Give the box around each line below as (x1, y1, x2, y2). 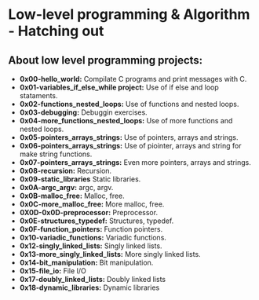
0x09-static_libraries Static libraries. (19, 174, 141, 184)
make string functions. (19, 149, 93, 159)
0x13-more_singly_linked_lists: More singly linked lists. (19, 250, 202, 258)
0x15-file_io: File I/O (19, 266, 86, 276)
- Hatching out (8, 22, 104, 40)
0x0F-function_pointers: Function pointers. (19, 225, 163, 233)
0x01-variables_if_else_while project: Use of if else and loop (19, 82, 220, 92)
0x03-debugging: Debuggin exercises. (19, 108, 148, 117)
